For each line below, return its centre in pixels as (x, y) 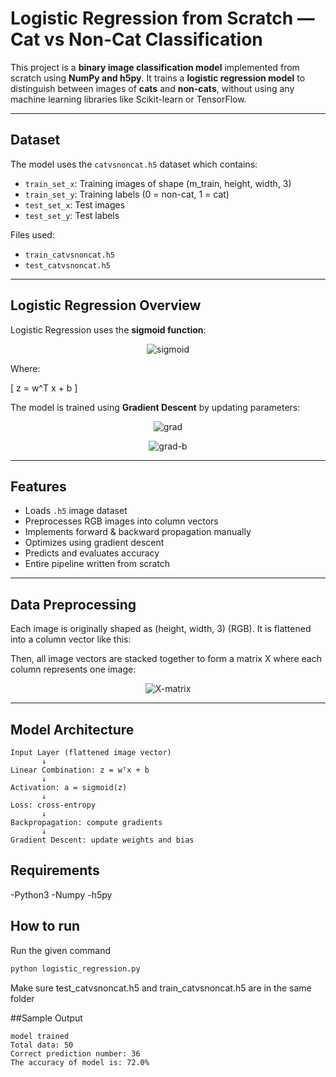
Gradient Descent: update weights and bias (102, 840)
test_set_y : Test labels (72, 215)
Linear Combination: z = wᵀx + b (80, 770)
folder (22, 998)
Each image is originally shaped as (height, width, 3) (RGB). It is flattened (161, 629)
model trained (40, 1036)
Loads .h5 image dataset (76, 511)
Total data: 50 (42, 1045)
